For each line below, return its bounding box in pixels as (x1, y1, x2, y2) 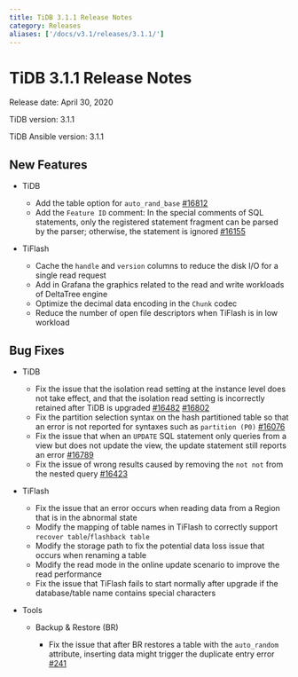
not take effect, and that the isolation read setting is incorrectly (35, 392, 265, 404)
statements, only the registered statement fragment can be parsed (35, 216, 279, 227)
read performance (35, 569, 102, 579)
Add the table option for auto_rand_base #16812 (35, 198, 208, 209)
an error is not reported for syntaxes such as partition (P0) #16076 (35, 421, 286, 431)
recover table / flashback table (35, 531, 151, 541)
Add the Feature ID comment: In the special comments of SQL (35, 208, 264, 218)
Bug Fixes (9, 342, 65, 358)
